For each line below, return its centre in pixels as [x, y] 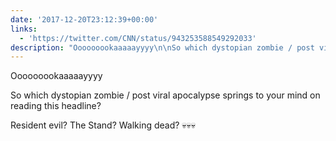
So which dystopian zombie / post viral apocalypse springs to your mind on [165, 95]
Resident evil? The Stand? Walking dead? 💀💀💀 [103, 125]
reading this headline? [56, 106]
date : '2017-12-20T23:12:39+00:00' [84, 19]
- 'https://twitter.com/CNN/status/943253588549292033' [138, 38]
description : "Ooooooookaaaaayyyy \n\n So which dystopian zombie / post [162, 47]
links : [24, 29]
